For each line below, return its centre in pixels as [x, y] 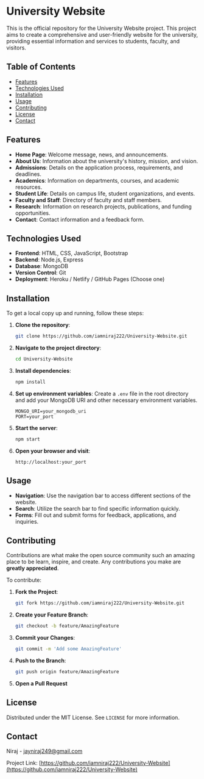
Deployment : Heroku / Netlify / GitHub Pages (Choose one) [90, 279]
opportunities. [33, 213]
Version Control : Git [40, 272]
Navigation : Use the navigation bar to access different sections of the [103, 496]
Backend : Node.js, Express [49, 260]
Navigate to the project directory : [58, 348]
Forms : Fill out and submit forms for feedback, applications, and [96, 515]
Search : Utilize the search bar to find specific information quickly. [98, 508]
